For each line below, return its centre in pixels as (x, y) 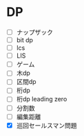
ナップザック (34, 32)
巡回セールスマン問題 (46, 125)
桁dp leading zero (42, 99)
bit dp (25, 40)
